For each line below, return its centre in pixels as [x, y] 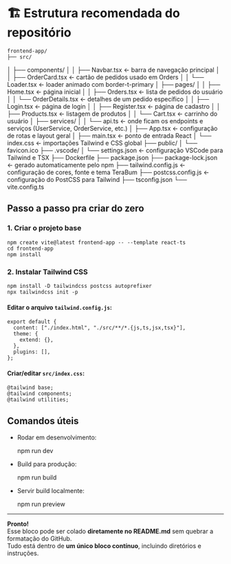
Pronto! [18, 524]
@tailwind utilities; [38, 400]
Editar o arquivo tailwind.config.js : [59, 307]
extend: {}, [36, 340]
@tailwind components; [40, 394]
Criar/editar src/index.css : [46, 373]
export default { [32, 322]
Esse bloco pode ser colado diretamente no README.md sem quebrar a [110, 532]
